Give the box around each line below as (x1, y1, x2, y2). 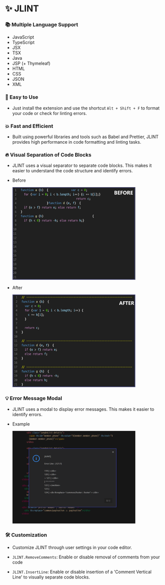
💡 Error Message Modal (5, 395, 62, 402)
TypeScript (12, 39, 35, 45)
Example (12, 421, 30, 427)
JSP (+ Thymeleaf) (12, 60, 51, 67)
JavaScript (12, 34, 34, 40)
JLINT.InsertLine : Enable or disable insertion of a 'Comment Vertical (12, 569, 152, 575)
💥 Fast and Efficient (5, 122, 54, 129)
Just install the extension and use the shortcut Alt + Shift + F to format (12, 105, 160, 111)
